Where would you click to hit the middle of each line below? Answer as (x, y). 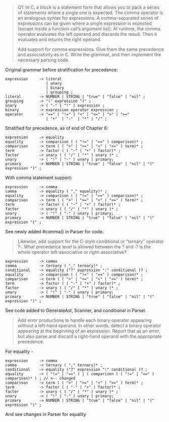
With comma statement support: (39, 178)
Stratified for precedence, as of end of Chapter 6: (57, 128)
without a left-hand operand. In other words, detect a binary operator (89, 326)
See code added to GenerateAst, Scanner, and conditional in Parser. (76, 310)
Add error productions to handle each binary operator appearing (84, 320)
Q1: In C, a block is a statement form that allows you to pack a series (89, 7)
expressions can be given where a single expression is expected (85, 23)
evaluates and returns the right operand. (60, 39)
